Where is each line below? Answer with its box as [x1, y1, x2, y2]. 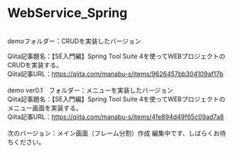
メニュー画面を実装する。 [7, 103, 82, 112]
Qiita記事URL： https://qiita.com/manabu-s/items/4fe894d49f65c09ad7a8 [7, 112, 224, 121]
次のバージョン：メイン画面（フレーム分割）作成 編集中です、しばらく [7, 129, 215, 137]
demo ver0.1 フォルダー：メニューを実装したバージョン [7, 86, 174, 94]
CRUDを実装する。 [7, 60, 63, 69]
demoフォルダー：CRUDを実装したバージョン [7, 37, 141, 45]
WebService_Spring [7, 5, 128, 21]
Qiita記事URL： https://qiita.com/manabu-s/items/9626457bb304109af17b [7, 69, 224, 78]
